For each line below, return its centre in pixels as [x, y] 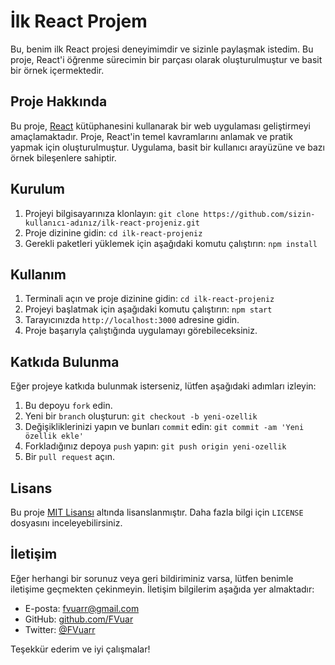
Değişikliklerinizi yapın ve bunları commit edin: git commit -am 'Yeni [164, 427]
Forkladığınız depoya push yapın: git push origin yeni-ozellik [155, 446]
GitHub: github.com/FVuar [79, 619]
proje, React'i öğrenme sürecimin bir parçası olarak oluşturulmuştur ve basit [166, 59]
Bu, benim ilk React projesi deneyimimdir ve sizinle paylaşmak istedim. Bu [162, 49]
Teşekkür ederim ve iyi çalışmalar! [80, 649]
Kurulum [38, 189]
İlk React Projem [79, 21]
